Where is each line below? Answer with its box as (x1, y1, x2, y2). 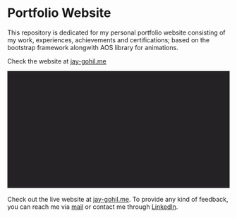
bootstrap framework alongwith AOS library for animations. (7, 43, 178, 52)
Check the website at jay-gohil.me (7, 56, 107, 65)
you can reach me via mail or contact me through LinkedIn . (7, 202, 178, 211)
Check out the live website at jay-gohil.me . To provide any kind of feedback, (7, 195, 229, 203)
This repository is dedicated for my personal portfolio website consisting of (7, 28, 226, 37)
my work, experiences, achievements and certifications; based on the (7, 35, 210, 44)
